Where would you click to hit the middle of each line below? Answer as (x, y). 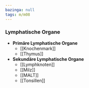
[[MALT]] (29, 75)
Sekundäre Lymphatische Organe (48, 59)
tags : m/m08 (18, 15)
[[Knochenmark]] (38, 48)
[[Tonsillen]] (32, 80)
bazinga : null (20, 10)
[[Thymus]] (32, 54)
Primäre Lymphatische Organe (45, 43)
